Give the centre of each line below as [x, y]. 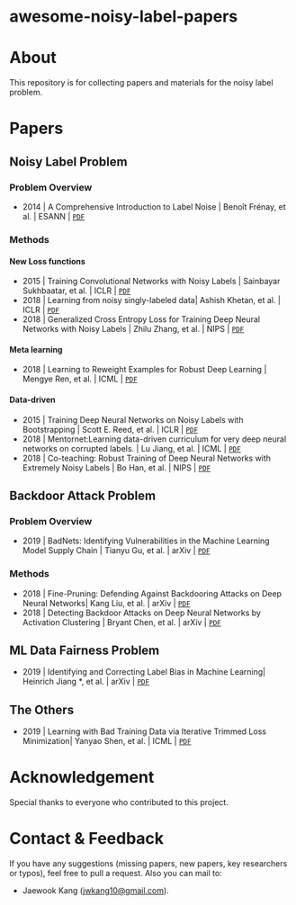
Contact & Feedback [87, 839]
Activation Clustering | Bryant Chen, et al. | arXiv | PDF [122, 622]
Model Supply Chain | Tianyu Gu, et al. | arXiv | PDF [116, 551]
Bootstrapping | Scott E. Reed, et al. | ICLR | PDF [110, 429]
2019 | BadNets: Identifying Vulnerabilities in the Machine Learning [146, 541]
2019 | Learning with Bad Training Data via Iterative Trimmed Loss [144, 731]
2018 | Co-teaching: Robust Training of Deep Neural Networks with [147, 458]
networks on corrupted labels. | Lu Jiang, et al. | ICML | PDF [131, 448]
